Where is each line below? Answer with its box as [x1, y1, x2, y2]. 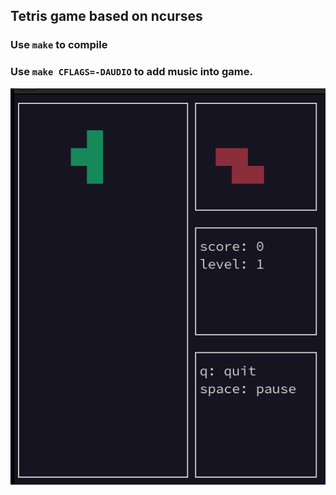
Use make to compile [10, 38, 108, 52]
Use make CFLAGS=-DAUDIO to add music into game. [10, 65, 253, 79]
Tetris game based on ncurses [10, 8, 203, 25]
